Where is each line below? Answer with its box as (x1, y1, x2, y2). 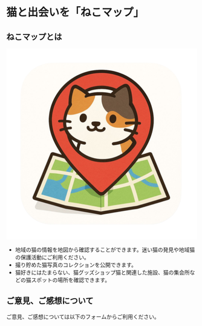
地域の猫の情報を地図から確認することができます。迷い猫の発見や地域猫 (15, 246, 195, 253)
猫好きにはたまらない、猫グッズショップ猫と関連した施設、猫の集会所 (15, 269, 191, 276)
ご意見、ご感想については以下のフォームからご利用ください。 (6, 313, 160, 320)
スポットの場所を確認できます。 (31, 276, 111, 284)
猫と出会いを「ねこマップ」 (6, 5, 145, 19)
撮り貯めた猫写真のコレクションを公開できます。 (15, 261, 137, 268)
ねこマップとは (6, 32, 62, 42)
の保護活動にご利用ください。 (15, 254, 90, 261)
